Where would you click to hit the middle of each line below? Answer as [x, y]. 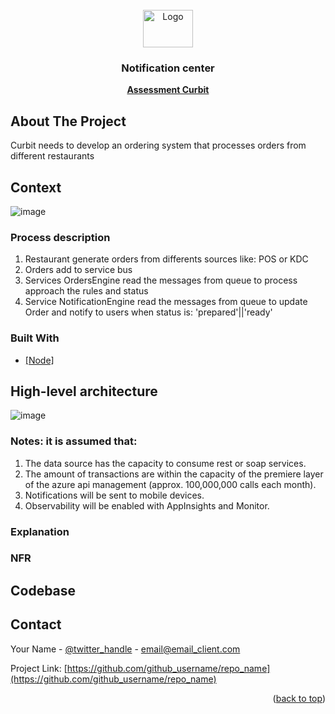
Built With [35, 338]
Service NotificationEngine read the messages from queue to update [166, 302]
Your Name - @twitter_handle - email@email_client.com [125, 649]
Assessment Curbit [168, 90]
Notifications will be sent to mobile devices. [114, 495]
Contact [36, 624]
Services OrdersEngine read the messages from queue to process [161, 280]
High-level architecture [84, 391]
